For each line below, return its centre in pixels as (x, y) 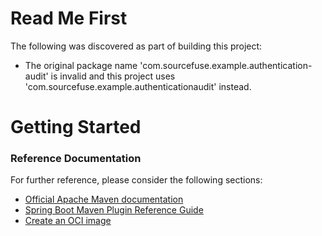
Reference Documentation (76, 159)
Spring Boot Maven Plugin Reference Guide (114, 210)
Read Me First (69, 18)
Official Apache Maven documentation (104, 199)
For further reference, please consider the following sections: (136, 180)
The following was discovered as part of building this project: (136, 46)
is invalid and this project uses (113, 76)
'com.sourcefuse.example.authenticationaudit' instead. (138, 86)
